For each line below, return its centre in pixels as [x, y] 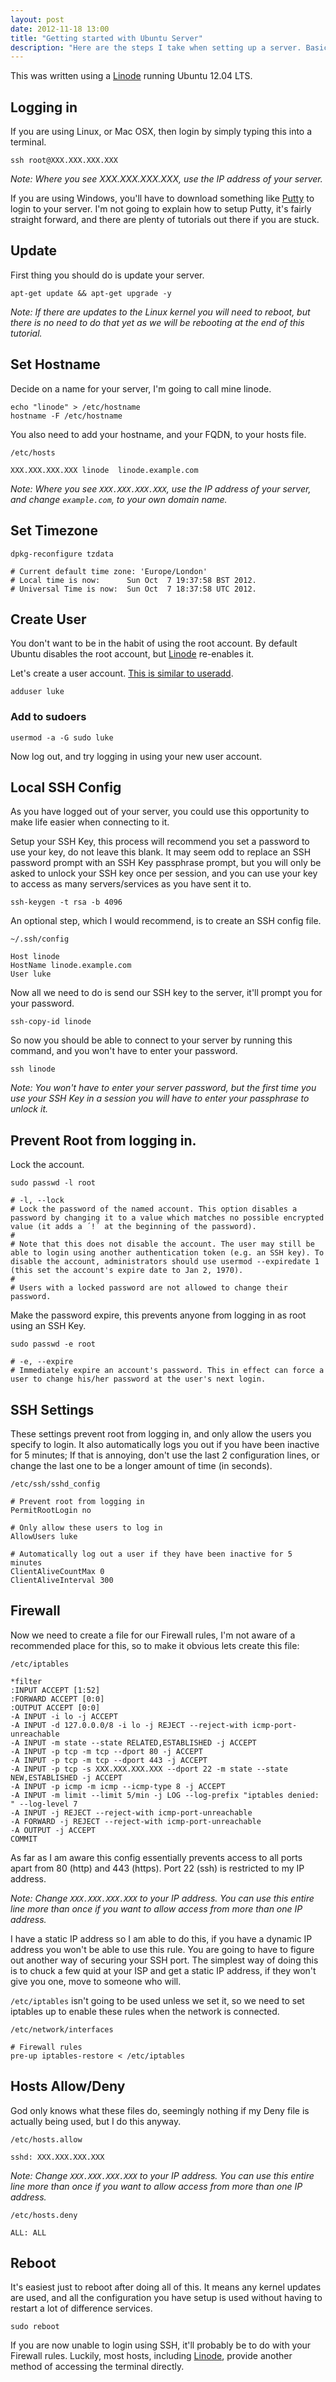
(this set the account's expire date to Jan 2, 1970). [127, 1271]
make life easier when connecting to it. [90, 822]
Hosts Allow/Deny [68, 2086]
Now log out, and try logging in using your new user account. [136, 756]
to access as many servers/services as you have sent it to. [131, 884]
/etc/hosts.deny [44, 2215]
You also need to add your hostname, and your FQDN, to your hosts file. [158, 434]
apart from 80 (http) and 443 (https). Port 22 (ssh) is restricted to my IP [157, 1868]
